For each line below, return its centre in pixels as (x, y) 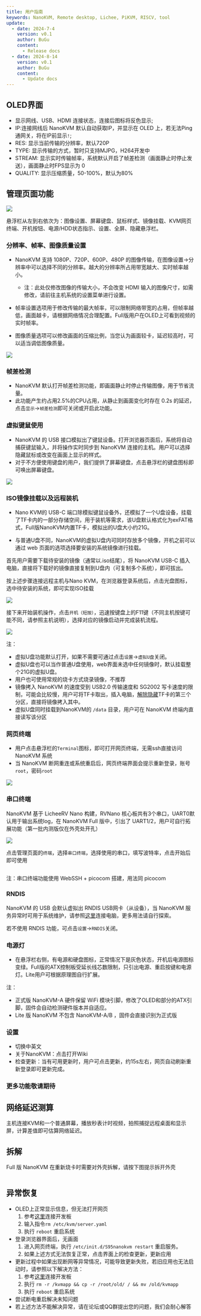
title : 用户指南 (25, 12)
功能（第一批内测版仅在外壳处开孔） (56, 829)
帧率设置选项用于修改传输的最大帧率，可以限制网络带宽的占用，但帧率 (102, 308)
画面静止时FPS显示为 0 (56, 165)
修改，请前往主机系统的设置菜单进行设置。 (76, 295)
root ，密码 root (34, 771)
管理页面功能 (30, 194)
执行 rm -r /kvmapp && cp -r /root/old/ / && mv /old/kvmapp (101, 1284)
